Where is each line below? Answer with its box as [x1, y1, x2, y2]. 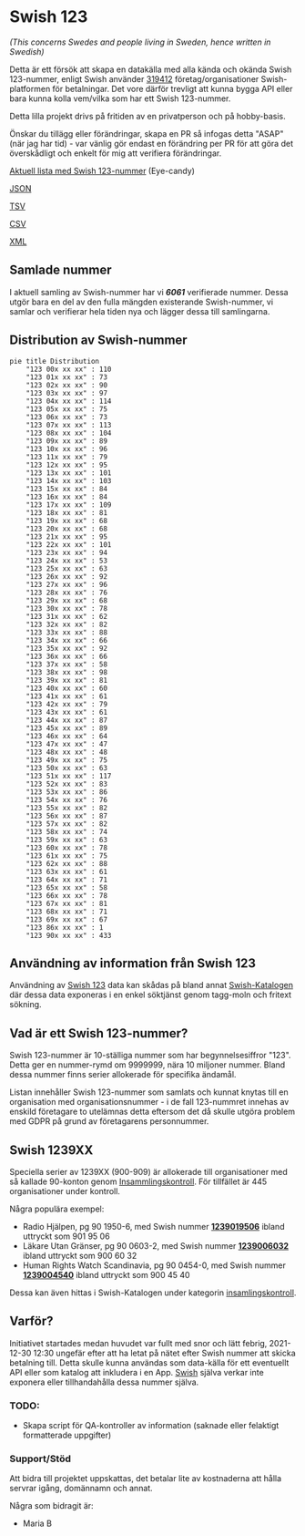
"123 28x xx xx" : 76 [25, 588, 107, 597]
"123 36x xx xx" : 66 [25, 652, 107, 661]
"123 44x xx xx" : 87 [25, 716, 107, 725]
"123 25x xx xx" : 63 [25, 563, 107, 573]
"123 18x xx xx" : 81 [25, 508, 107, 517]
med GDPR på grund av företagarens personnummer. [9, 1116, 209, 1127]
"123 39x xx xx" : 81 [25, 675, 107, 685]
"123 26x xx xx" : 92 [25, 572, 107, 581]
